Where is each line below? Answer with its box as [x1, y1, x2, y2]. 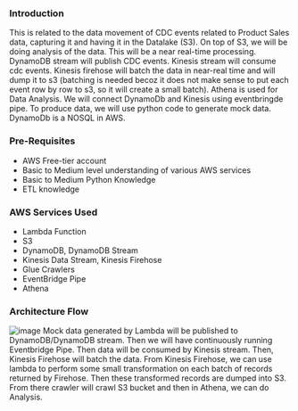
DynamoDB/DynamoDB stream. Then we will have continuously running [9, 335, 273, 346]
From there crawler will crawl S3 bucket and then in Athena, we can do [9, 382, 269, 393]
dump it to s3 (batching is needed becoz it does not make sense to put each [9, 75, 290, 86]
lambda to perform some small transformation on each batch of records [9, 364, 273, 374]
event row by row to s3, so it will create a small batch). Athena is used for [9, 84, 278, 95]
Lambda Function [21, 226, 87, 236]
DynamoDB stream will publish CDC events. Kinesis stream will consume [9, 56, 277, 67]
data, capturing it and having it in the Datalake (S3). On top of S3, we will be [9, 37, 288, 47]
